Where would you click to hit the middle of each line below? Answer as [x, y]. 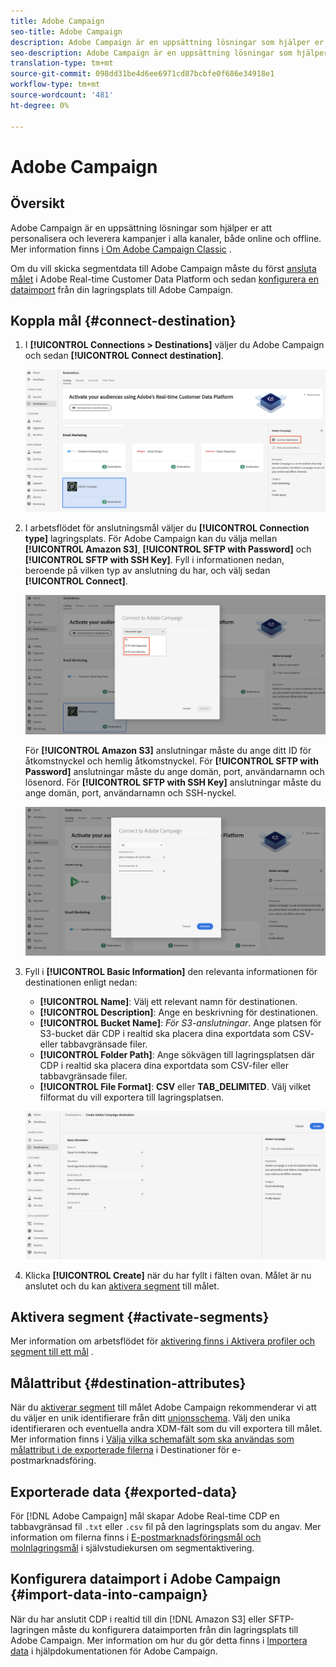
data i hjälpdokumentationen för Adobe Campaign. [114, 1651]
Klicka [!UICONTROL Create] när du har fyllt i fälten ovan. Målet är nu [168, 1275]
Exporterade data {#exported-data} [124, 1491]
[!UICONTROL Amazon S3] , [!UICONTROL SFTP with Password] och [168, 549]
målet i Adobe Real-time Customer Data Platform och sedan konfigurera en [165, 279]
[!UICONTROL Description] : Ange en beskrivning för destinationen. [179, 1012]
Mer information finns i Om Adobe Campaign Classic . [121, 249]
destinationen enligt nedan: [81, 982]
